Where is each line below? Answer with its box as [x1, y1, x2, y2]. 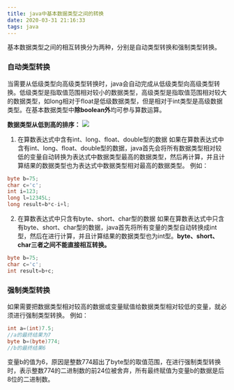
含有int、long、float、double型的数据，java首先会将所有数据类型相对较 [17, 143, 222, 152]
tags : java [7, 23, 39, 30]
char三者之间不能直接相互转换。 [17, 241, 111, 249]
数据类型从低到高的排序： [7, 120, 81, 129]
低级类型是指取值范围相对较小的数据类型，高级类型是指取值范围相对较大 [19, 88, 227, 96]
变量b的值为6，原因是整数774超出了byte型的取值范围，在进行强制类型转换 [7, 358, 221, 366]
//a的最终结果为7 [7, 331, 51, 338]
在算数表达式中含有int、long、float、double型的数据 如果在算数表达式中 [17, 135, 224, 143]
